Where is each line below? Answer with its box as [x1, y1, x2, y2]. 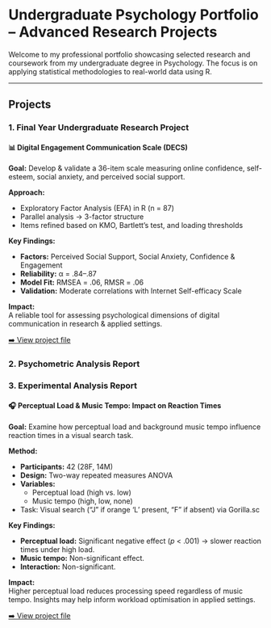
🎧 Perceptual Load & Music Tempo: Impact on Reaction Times [8, 400, 222, 410]
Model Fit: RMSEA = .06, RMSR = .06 [19, 277, 144, 288]
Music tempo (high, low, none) [31, 495, 133, 506]
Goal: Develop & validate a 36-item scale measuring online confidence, [8, 163, 245, 173]
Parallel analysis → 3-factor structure [19, 212, 144, 221]
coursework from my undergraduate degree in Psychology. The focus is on [8, 58, 258, 68]
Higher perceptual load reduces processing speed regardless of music [8, 586, 244, 596]
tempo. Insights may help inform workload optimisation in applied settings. [8, 594, 256, 604]
